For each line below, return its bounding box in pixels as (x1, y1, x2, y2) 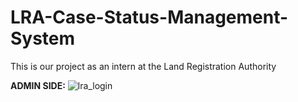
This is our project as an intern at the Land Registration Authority (10, 60, 277, 72)
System (10, 27, 76, 50)
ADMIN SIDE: (10, 79, 66, 91)
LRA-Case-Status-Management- (10, 6, 289, 29)
